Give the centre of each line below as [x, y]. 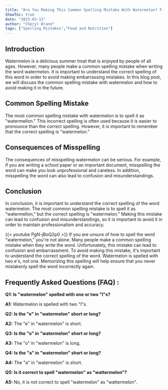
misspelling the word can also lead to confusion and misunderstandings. [80, 175]
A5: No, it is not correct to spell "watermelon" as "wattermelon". [71, 382]
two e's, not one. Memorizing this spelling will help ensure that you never [80, 261]
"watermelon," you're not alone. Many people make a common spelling [78, 240]
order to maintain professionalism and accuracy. [55, 225]
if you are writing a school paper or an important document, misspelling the [83, 165]
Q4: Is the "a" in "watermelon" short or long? [53, 353]
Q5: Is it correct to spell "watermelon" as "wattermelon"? [66, 372]
